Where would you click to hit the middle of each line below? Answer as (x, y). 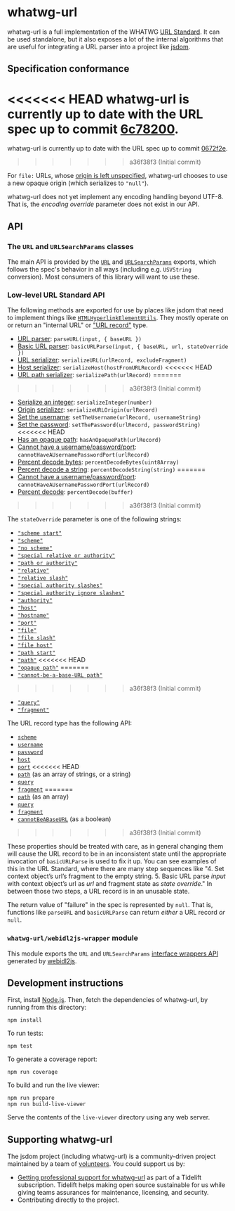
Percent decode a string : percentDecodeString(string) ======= (112, 469)
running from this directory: (47, 1008)
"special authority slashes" (60, 586)
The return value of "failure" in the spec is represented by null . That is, (110, 905)
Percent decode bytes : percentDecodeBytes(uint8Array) (98, 462)
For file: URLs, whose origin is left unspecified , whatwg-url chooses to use (117, 176)
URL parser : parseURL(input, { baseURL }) (80, 339)
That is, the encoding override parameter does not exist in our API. (103, 204)
